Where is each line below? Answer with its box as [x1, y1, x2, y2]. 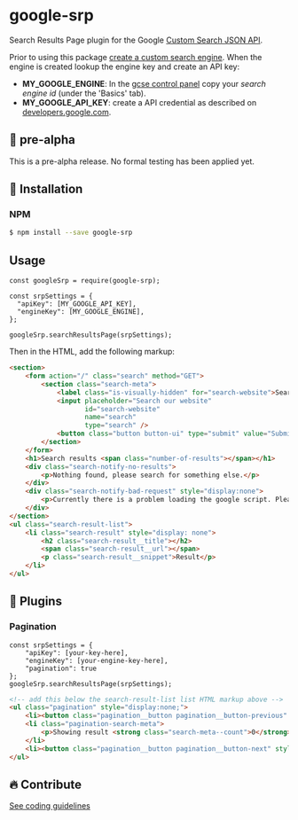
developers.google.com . [21, 106, 112, 117]
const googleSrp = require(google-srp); [9, 277, 161, 285]
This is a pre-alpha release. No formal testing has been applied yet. [9, 156, 255, 167]
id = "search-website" [84, 404, 161, 413]
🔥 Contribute [9, 777, 82, 792]
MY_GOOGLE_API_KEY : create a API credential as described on [21, 97, 257, 107]
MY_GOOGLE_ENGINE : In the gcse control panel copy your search [21, 78, 266, 89]
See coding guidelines [9, 800, 90, 811]
